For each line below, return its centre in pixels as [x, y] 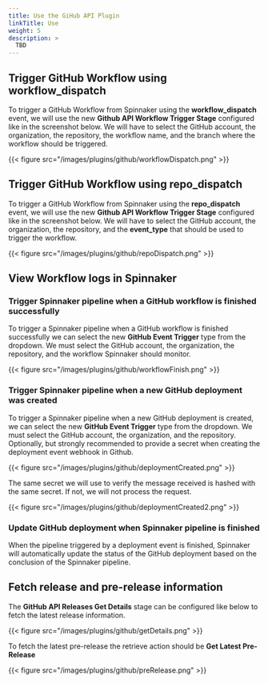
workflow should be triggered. [58, 143]
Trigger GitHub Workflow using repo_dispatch [125, 185]
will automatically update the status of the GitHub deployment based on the [133, 554]
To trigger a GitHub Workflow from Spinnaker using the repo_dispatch [124, 203]
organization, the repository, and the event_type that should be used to [126, 229]
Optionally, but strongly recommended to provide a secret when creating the [134, 443]
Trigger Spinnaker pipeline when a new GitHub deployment [125, 391]
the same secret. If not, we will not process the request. [100, 491]
